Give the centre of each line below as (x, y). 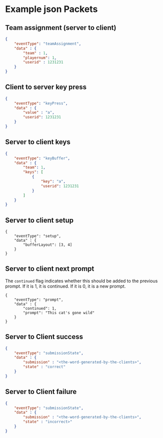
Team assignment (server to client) (61, 28)
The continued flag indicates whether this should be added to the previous (81, 281)
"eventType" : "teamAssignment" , (48, 43)
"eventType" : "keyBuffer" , (42, 158)
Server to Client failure (41, 392)
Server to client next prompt (50, 269)
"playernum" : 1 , (40, 58)
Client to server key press (46, 87)
